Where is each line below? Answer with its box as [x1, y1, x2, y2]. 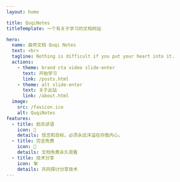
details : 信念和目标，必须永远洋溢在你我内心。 [17, 132, 123, 138]
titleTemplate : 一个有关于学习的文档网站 [6, 25, 102, 32]
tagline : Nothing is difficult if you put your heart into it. [12, 53, 175, 59]
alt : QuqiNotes [17, 110, 56, 116]
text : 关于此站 [22, 87, 58, 93]
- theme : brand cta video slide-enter [17, 64, 115, 70]
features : [6, 115, 32, 121]
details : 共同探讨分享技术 [17, 166, 78, 172]
